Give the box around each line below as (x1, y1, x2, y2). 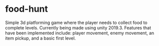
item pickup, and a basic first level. (5, 35, 76, 41)
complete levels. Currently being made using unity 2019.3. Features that (5, 24, 152, 30)
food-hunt (5, 3, 48, 15)
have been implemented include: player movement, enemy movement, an (5, 30, 155, 36)
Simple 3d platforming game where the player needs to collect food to (5, 20, 148, 25)
